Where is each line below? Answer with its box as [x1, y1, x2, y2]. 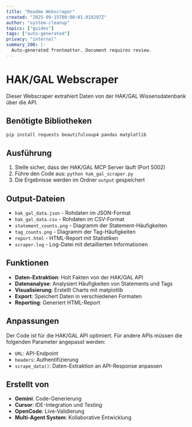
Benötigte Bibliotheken [6, 116, 92, 126]
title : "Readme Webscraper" [6, 8, 76, 15]
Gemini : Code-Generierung [14, 395, 82, 402]
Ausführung [6, 148, 52, 158]
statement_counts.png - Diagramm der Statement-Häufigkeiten [14, 222, 167, 229]
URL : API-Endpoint [14, 349, 58, 356]
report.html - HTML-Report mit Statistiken [14, 235, 118, 241]
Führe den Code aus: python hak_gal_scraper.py [14, 170, 134, 177]
